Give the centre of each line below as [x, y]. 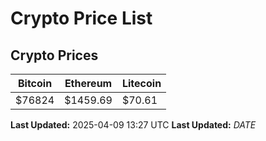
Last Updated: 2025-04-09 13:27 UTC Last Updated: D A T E [133, 125]
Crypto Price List [81, 18]
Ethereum [88, 83]
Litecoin [141, 83]
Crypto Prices [54, 55]
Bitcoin [35, 83]
